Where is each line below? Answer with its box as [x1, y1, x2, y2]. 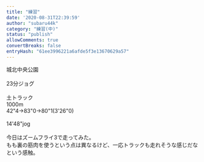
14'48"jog [6, 120, 30, 127]
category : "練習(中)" [6, 25, 58, 32]
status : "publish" [6, 32, 53, 38]
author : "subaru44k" [6, 20, 59, 26]
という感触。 [6, 149, 38, 156]
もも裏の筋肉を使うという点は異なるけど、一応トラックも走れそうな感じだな [6, 141, 199, 149]
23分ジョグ [6, 79, 35, 87]
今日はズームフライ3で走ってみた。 [6, 133, 94, 141]
